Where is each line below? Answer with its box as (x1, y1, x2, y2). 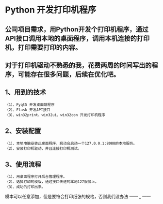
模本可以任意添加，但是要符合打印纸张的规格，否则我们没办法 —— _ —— (5, 194, 151, 200)
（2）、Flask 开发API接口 (5, 107, 50, 112)
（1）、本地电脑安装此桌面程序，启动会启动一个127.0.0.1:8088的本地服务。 (5, 141, 137, 146)
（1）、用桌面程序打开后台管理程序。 (5, 175, 67, 179)
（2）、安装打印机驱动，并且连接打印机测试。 (5, 146, 81, 151)
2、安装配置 (5, 127, 41, 135)
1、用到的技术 (5, 88, 47, 97)
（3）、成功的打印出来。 (5, 185, 46, 189)
